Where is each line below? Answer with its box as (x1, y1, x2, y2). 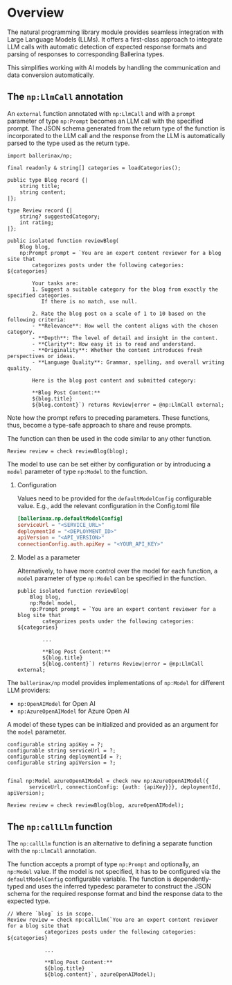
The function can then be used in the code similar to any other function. (7, 434, 213, 442)
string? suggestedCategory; (19, 213, 100, 220)
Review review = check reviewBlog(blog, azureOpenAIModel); (7, 802, 185, 809)
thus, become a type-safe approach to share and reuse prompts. (7, 421, 193, 429)
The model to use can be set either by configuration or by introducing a (7, 460, 211, 468)
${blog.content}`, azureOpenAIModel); (44, 970, 157, 978)
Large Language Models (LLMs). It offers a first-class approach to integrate (7, 35, 223, 43)
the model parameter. (7, 727, 66, 736)
